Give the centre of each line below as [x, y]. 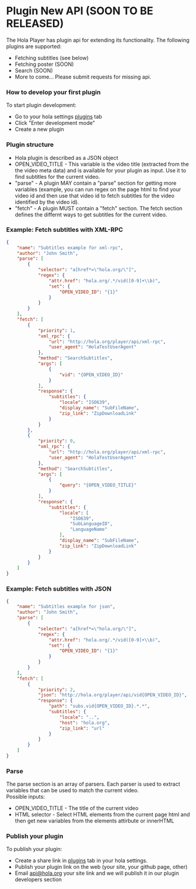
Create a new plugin [39, 130]
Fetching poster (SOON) [44, 64]
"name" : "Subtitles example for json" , [66, 607]
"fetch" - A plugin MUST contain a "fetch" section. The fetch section [99, 208]
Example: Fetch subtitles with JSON [59, 589]
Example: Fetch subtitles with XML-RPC [65, 230]
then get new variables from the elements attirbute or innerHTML [94, 821]
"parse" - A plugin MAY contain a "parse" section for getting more [96, 183]
